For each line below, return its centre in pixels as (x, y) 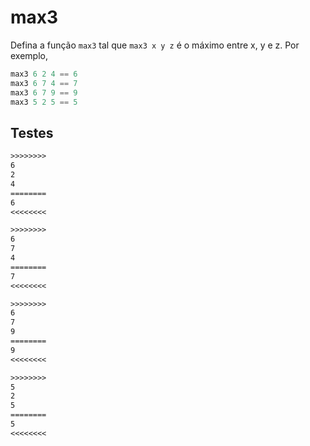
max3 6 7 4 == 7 (44, 83)
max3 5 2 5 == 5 (44, 102)
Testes (32, 132)
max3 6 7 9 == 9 (44, 92)
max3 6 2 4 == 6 (44, 74)
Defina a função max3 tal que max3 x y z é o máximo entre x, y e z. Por (155, 45)
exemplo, (29, 55)
